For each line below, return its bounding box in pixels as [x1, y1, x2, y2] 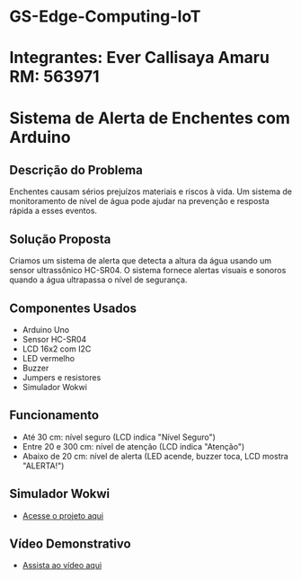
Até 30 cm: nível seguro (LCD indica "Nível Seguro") [22, 432, 216, 442]
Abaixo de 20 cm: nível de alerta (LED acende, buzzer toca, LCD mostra [22, 450, 289, 461]
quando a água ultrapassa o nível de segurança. [9, 274, 188, 285]
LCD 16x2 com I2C [22, 343, 92, 354]
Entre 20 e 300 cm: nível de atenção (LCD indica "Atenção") [22, 441, 245, 451]
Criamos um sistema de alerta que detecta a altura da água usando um [9, 255, 272, 266]
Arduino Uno [22, 325, 70, 334]
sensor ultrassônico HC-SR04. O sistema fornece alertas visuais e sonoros [9, 265, 287, 276]
